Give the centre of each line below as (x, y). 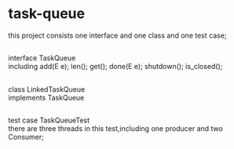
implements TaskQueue (46, 97)
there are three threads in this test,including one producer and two (116, 129)
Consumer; (26, 137)
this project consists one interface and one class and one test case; (117, 35)
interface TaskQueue (42, 58)
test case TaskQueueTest (49, 120)
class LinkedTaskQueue (47, 89)
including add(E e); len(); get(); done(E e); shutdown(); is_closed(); (115, 67)
